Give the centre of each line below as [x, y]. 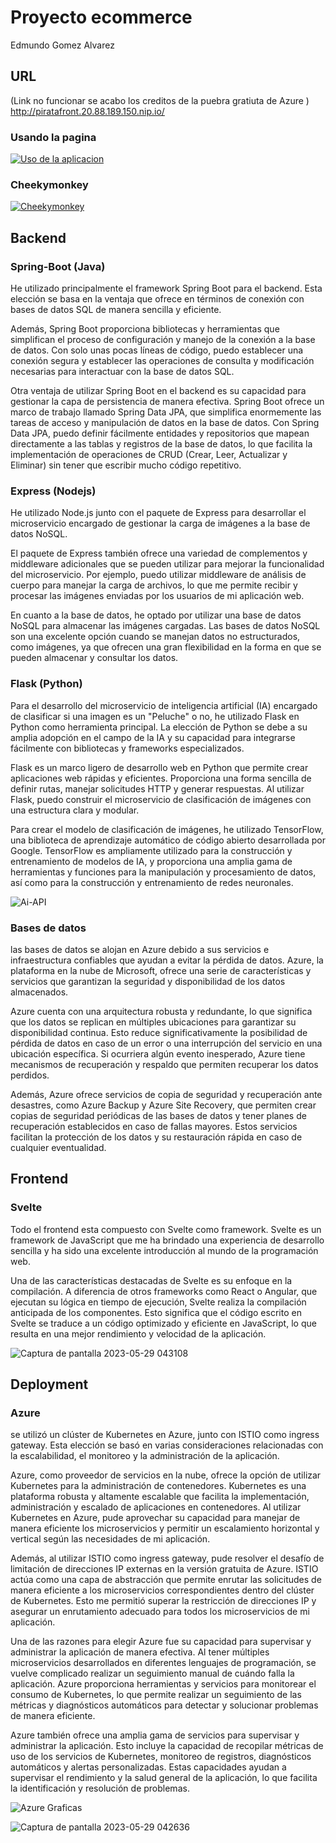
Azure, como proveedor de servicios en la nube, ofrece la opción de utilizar [166, 1475]
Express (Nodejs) [53, 491]
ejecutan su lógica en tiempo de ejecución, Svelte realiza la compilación [158, 1302]
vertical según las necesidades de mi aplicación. [110, 1539]
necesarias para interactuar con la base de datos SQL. [122, 372]
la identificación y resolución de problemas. [100, 1788]
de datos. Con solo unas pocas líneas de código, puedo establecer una [157, 350]
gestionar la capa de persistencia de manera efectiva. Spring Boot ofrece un [167, 402]
